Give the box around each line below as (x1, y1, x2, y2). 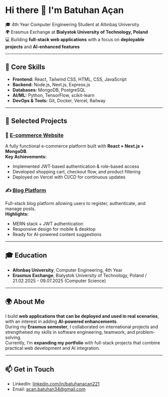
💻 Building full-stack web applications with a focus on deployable (5, 36, 144, 42)
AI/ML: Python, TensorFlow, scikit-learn (12, 92, 95, 98)
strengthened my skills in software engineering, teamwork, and (5, 329, 135, 335)
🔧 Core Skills (5, 63, 45, 72)
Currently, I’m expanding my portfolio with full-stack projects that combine (5, 340, 160, 346)
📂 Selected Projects (5, 117, 67, 125)
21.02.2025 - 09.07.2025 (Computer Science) (12, 278, 106, 284)
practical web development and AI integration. (5, 345, 100, 351)
